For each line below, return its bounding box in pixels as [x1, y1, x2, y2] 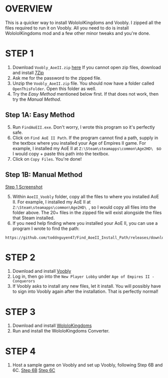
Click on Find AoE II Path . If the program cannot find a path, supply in [12, 135, 158, 141]
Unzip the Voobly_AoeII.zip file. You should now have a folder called [12, 80, 154, 86]
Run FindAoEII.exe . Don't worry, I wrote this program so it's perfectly [12, 124, 155, 130]
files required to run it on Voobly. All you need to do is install [5, 25, 129, 31]
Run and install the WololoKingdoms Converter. [12, 328, 110, 334]
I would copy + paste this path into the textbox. [12, 151, 109, 157]
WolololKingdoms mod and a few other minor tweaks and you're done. [5, 30, 150, 36]
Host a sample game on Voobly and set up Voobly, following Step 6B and [12, 362, 163, 368]
